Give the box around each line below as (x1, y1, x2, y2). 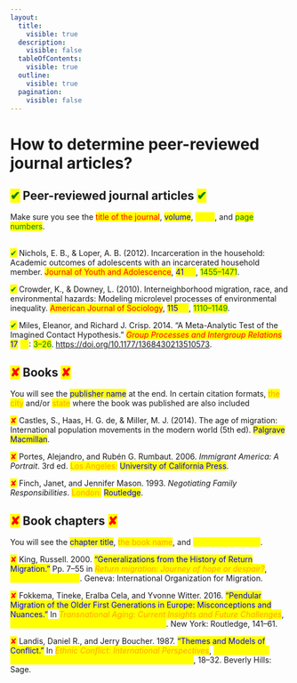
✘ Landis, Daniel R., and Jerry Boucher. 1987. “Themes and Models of (10, 636, 266, 646)
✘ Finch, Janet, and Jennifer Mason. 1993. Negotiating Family (10, 478, 237, 489)
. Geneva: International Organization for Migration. (79, 573, 263, 583)
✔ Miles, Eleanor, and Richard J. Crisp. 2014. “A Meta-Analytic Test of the (10, 320, 278, 331)
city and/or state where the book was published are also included (10, 398, 250, 409)
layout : (10, 12, 39, 22)
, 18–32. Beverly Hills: (193, 655, 272, 665)
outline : (18, 71, 51, 80)
